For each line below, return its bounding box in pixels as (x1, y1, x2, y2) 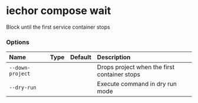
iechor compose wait (6, 4, 111, 18)
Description (97, 53, 131, 61)
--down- (9, 64, 31, 71)
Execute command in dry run (97, 80, 177, 88)
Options (6, 38, 29, 46)
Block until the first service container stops (6, 23, 110, 30)
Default (70, 53, 91, 61)
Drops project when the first (97, 63, 175, 71)
